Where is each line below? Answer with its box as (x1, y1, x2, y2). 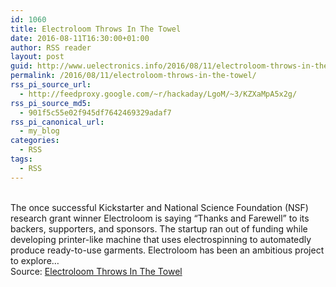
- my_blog (19, 126, 60, 136)
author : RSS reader (10, 42, 92, 53)
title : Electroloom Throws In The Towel (10, 24, 182, 34)
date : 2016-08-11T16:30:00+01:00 (10, 33, 150, 43)
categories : (10, 136, 60, 146)
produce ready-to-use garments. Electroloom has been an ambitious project (10, 244, 325, 256)
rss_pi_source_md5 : (10, 98, 92, 108)
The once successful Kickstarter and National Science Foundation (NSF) (10, 201, 309, 213)
